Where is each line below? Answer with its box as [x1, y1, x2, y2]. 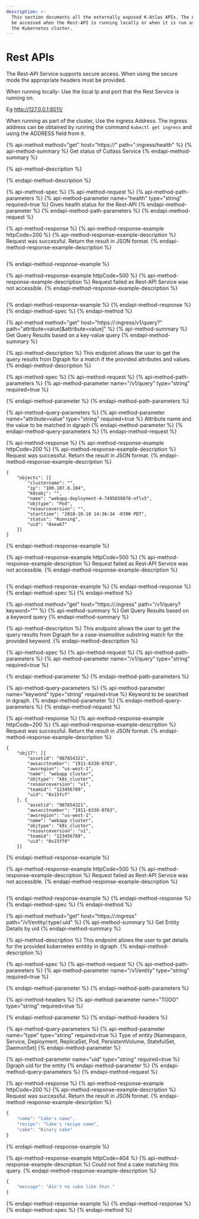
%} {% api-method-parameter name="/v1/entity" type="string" [35, 967, 190, 974]
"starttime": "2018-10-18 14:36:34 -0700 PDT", [27, 511, 147, 517]
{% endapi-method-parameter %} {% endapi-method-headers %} [6, 1014, 168, 1021]
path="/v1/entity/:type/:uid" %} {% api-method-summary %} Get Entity [6, 919, 179, 926]
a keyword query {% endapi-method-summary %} [6, 614, 129, 621]
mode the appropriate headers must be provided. [6, 76, 126, 84]
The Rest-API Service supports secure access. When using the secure [6, 70, 178, 78]
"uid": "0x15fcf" [27, 792, 70, 798]
